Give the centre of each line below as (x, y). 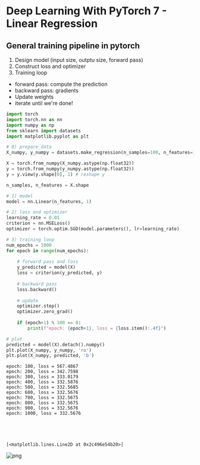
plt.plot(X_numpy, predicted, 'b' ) (50, 356)
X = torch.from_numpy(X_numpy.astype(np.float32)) (70, 163)
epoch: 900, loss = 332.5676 (42, 408)
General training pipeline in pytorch (73, 46)
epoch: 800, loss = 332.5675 (42, 403)
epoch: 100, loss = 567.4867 (42, 367)
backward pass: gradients (47, 90)
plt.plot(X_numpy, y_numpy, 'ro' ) (49, 350)
